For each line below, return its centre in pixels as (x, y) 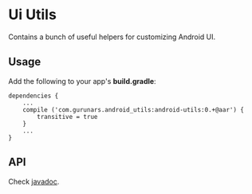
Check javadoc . (34, 181)
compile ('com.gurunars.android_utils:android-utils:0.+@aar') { (134, 109)
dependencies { (33, 96)
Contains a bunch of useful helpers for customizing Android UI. (112, 37)
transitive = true (67, 117)
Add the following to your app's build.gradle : (83, 81)
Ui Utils (33, 15)
